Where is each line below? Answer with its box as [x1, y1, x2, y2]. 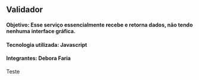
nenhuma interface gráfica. [6, 27, 76, 34]
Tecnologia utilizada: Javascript [6, 41, 88, 48]
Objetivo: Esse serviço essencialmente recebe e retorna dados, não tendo [6, 21, 193, 28]
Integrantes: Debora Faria [6, 55, 71, 62]
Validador [6, 5, 43, 15]
